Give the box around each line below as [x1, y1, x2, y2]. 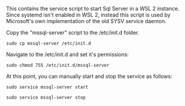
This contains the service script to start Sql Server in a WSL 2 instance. [6, 5, 180, 12]
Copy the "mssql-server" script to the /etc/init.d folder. [6, 29, 139, 36]
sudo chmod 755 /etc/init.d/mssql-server [6, 62, 110, 68]
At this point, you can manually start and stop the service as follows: [6, 73, 173, 79]
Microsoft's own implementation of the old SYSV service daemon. [6, 18, 167, 24]
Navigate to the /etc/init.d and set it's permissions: [6, 51, 129, 58]
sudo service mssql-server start [6, 84, 89, 90]
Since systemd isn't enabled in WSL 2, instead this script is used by [6, 11, 171, 18]
